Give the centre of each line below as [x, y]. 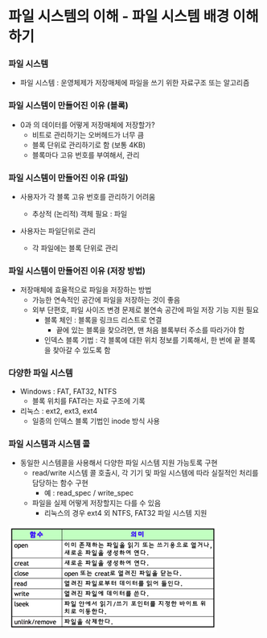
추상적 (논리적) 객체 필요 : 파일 [80, 214]
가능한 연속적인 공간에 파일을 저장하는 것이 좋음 [106, 300]
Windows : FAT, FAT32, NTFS [68, 391]
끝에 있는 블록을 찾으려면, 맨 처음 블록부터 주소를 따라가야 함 [150, 330]
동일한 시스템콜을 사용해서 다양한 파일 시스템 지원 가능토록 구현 [119, 463]
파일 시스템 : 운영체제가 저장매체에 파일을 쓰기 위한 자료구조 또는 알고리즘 [135, 83]
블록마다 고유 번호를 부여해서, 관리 [86, 154]
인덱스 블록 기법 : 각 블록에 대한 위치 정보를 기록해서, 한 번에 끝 [142, 340]
